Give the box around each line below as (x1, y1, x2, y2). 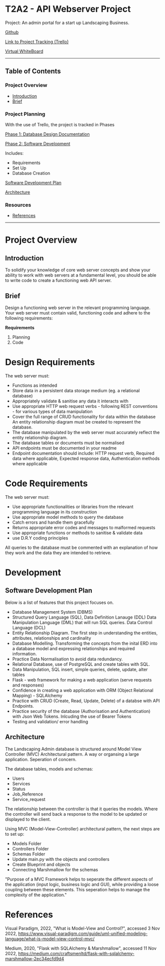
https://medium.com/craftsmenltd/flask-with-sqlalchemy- (18, 950, 135, 956)
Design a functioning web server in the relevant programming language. (5, 305, 151, 311)
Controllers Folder (12, 846, 49, 852)
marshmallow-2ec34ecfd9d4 (5, 956, 64, 962)
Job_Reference (12, 791, 43, 797)
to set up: (5, 831, 25, 837)
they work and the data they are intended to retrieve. (5, 549, 112, 556)
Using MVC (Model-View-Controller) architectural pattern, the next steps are (5, 825, 160, 831)
